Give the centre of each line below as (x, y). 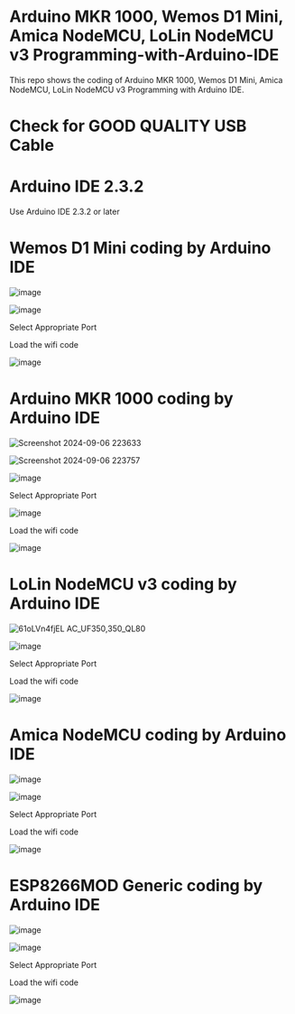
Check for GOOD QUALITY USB (128, 126)
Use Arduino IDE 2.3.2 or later (65, 212)
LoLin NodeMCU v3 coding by (123, 585)
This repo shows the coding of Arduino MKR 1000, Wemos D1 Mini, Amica (146, 79)
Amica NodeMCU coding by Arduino (148, 735)
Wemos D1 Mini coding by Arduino (140, 248)
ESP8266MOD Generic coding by (136, 886)
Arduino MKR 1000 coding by (121, 399)
